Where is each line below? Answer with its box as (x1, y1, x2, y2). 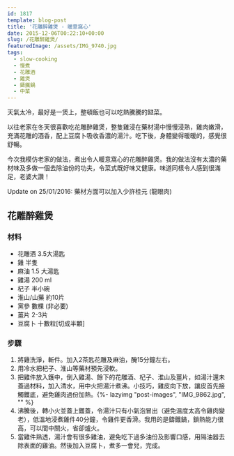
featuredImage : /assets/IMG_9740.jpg (7, 43, 117, 50)
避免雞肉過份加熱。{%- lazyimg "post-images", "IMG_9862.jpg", (41, 390, 226, 399)
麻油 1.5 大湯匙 (17, 266, 60, 275)
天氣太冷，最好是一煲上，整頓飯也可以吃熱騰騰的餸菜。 (7, 108, 166, 116)
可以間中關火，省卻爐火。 (29, 424, 103, 432)
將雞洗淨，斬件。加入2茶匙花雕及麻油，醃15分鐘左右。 (17, 356, 174, 364)
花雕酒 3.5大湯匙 (17, 249, 65, 258)
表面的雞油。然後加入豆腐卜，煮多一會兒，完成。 (23, 441, 164, 450)
